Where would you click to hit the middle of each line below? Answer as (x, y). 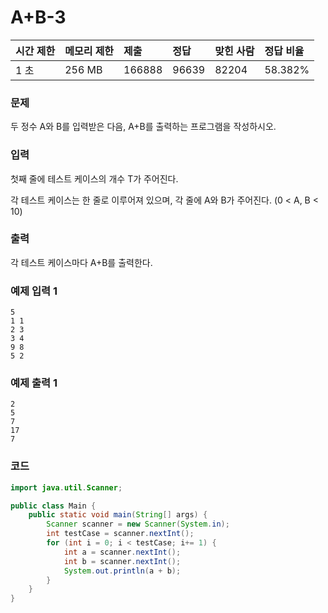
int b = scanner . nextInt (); (122, 561)
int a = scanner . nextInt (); (122, 552)
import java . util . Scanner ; (66, 487)
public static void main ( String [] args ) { (118, 515)
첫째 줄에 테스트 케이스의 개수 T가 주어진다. (94, 178)
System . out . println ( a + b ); (122, 571)
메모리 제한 (89, 51)
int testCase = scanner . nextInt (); (120, 534)
